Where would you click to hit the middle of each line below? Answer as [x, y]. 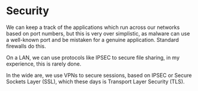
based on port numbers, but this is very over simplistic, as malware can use [98, 33]
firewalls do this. [26, 46]
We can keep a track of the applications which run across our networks [93, 27]
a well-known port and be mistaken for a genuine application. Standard [92, 40]
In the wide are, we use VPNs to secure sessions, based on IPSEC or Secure [99, 75]
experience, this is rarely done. [44, 64]
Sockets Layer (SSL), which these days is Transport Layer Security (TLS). [95, 82]
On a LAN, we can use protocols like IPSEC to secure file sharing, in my [93, 57]
